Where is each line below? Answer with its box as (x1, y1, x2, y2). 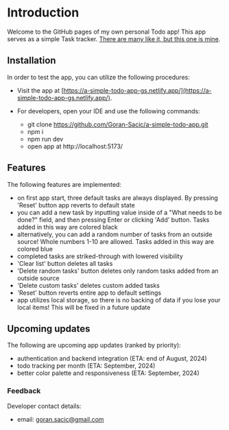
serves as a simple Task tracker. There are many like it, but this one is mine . (7, 34, 221, 43)
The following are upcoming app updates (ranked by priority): (7, 341, 182, 350)
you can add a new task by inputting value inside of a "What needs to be (16, 208, 222, 216)
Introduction (7, 5, 80, 21)
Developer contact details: (7, 402, 82, 410)
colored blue (16, 245, 53, 253)
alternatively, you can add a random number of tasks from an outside (16, 230, 213, 238)
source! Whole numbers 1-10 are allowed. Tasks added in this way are (16, 237, 215, 245)
